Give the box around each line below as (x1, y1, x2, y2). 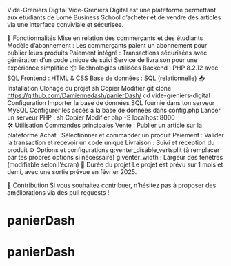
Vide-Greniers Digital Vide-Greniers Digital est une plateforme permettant (7, 6, 216, 14)
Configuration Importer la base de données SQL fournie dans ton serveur (7, 99, 215, 106)
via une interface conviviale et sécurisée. (7, 21, 124, 28)
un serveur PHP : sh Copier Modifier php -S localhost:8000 (7, 113, 176, 122)
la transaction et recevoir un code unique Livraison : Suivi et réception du (7, 138, 215, 146)
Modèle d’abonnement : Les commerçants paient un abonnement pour (7, 41, 208, 49)
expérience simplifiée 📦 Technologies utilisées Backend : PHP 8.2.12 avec (7, 64, 219, 72)
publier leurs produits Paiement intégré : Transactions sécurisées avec (7, 48, 208, 57)
